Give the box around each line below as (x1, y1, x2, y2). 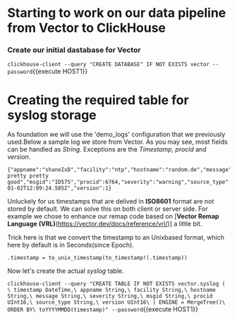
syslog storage (7, 107, 97, 123)
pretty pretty (7, 173, 49, 180)
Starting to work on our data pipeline (7, 5, 226, 21)
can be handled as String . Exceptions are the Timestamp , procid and (7, 145, 207, 154)
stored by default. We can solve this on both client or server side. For (7, 204, 208, 213)
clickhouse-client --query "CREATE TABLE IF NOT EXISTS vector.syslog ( (7, 281, 226, 288)
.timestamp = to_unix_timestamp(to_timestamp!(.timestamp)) (7, 254, 188, 261)
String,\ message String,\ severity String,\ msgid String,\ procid (7, 293, 213, 300)
